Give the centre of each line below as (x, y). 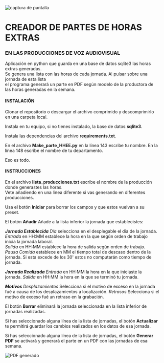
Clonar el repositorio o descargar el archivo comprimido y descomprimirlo (80, 111)
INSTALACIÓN (20, 101)
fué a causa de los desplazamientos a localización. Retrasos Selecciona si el (82, 291)
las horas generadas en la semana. (40, 89)
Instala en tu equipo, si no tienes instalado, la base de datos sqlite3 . (74, 126)
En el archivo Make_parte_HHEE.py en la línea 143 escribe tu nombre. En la (82, 145)
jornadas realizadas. (25, 311)
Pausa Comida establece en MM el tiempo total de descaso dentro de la (78, 252)
